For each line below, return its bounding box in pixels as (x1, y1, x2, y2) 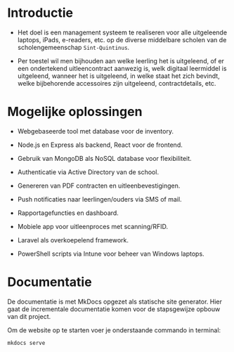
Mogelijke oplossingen (7, 104, 143, 120)
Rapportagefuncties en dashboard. (17, 209, 119, 217)
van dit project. (7, 312, 51, 320)
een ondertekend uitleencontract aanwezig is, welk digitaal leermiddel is (17, 64, 227, 72)
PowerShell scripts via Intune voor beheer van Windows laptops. (17, 249, 205, 258)
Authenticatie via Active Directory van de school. (17, 167, 160, 176)
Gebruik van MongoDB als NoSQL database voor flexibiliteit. (17, 154, 192, 162)
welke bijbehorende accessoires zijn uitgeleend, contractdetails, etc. (17, 79, 216, 87)
